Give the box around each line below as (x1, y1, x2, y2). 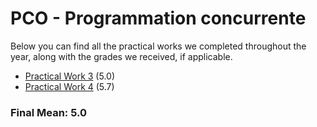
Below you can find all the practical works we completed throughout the (10, 40, 307, 52)
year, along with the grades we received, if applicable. (10, 50, 233, 62)
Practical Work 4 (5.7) (24, 80, 115, 92)
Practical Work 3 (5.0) (24, 70, 115, 82)
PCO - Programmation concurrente (10, 7, 307, 30)
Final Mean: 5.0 (10, 105, 88, 119)
